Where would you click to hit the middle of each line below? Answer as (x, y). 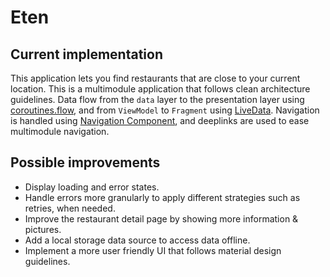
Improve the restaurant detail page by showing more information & (161, 218)
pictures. (43, 229)
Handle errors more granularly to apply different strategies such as (162, 197)
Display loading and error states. (92, 187)
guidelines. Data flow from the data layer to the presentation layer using (157, 99)
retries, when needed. (70, 208)
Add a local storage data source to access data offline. (137, 240)
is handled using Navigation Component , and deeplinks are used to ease (160, 120)
